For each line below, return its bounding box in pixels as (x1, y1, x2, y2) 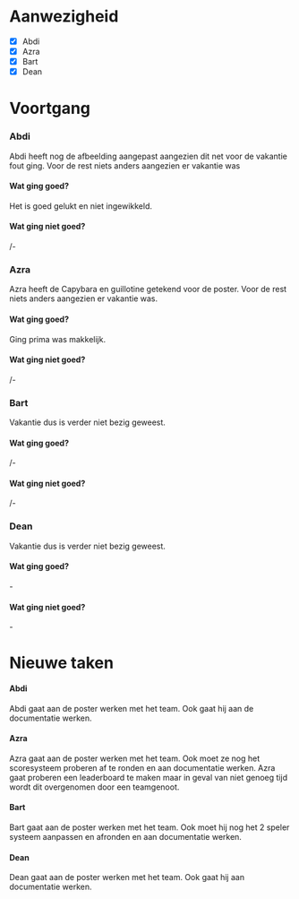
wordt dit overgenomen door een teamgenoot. (9, 782, 180, 792)
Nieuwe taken (9, 653, 115, 673)
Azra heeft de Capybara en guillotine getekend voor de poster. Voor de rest (9, 284, 287, 295)
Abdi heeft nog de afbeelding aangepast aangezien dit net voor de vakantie (9, 151, 288, 161)
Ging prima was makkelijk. (9, 333, 106, 344)
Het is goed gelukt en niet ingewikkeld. (9, 200, 153, 212)
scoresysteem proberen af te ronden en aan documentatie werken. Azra (9, 762, 276, 773)
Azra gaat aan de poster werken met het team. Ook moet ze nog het (9, 753, 261, 764)
